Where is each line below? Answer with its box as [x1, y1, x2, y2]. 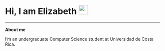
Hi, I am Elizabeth [5, 6, 77, 17]
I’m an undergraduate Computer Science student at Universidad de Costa [5, 36, 154, 42]
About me [5, 27, 26, 33]
